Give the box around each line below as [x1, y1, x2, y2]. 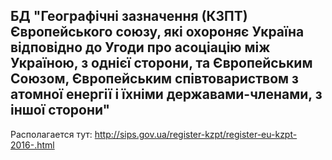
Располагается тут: [10, 128, 93, 140]
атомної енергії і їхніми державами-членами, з [10, 86, 323, 103]
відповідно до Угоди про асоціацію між [10, 39, 271, 56]
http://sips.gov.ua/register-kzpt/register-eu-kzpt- [94, 128, 298, 140]
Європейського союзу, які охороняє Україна [10, 24, 305, 41]
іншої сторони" [10, 102, 111, 119]
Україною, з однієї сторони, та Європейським [10, 55, 313, 72]
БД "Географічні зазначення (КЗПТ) [10, 8, 248, 25]
